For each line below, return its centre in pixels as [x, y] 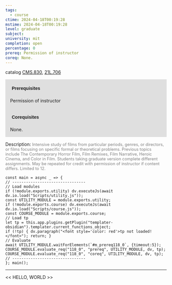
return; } [41, 236]
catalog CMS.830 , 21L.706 [33, 72]
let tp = [15, 223]
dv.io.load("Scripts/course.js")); [43, 209]
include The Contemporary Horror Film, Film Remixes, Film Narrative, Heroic [79, 154]
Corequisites [26, 117]
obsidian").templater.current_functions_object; [58, 227]
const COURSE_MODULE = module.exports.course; [56, 214]
